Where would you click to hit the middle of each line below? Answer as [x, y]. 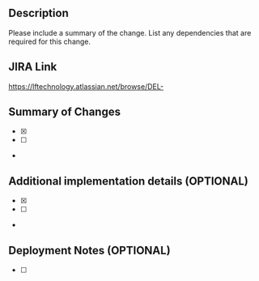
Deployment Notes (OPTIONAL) [90, 250]
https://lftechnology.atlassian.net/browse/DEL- [86, 86]
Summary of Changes [65, 112]
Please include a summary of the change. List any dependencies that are [130, 32]
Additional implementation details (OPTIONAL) [129, 181]
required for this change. [50, 41]
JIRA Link [33, 67]
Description [38, 13]
